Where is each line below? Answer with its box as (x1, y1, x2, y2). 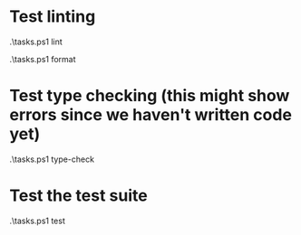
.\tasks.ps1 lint (9, 36, 63, 47)
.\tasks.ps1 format (9, 53, 76, 64)
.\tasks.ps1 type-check (9, 154, 95, 164)
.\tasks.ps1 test (9, 215, 65, 226)
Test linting (9, 6, 96, 27)
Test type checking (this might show (9, 86, 290, 106)
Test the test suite (9, 185, 148, 206)
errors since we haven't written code (9, 105, 293, 126)
